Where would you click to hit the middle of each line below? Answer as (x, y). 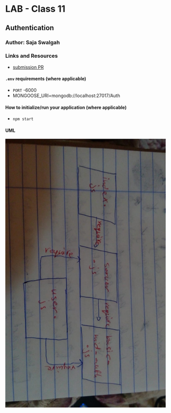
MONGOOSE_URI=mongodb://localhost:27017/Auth (66, 96)
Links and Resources (32, 56)
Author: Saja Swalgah (33, 42)
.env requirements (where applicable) (46, 79)
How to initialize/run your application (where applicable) (66, 107)
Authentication (30, 28)
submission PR (28, 67)
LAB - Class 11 (35, 9)
